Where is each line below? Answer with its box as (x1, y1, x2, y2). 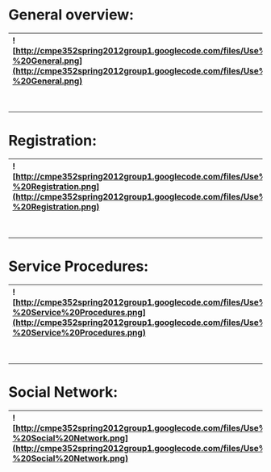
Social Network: (8, 383, 119, 401)
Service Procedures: (8, 257, 149, 276)
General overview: (8, 6, 135, 24)
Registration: (8, 132, 98, 150)
